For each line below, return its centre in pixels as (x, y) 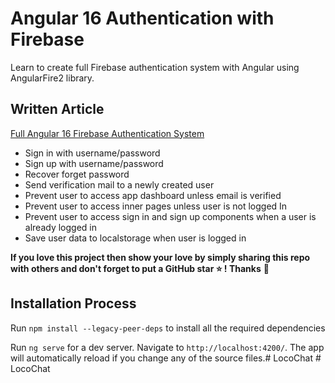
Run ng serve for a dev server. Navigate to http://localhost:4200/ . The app (167, 347)
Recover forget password (77, 174)
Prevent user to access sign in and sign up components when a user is (170, 216)
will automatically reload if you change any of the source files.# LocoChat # (166, 358)
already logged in (60, 227)
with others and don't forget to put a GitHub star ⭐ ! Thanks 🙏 (140, 268)
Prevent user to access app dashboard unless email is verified (153, 195)
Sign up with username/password (94, 163)
